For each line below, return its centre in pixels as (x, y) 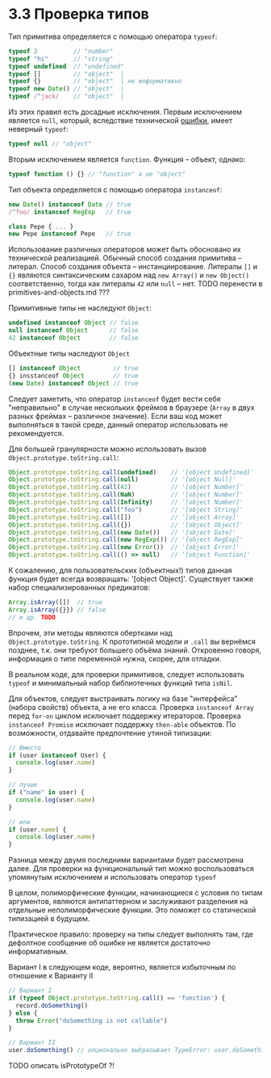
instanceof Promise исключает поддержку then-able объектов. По (122, 724)
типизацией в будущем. (49, 919)
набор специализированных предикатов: (79, 588)
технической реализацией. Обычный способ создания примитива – (125, 258)
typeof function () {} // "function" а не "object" (97, 174)
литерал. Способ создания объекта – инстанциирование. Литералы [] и (133, 267)
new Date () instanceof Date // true (70, 204)
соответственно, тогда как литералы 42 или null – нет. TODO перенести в (135, 284)
